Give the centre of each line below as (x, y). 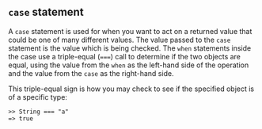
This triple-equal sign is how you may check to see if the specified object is (131, 89)
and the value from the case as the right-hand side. (91, 73)
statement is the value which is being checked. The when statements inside (130, 48)
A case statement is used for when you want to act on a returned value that (130, 31)
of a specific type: (38, 97)
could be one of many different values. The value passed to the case (120, 40)
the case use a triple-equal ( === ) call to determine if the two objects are (125, 56)
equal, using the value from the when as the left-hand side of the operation (129, 65)
